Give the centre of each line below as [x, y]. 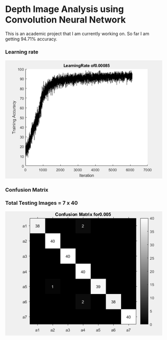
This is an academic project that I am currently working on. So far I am [77, 33]
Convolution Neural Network [66, 20]
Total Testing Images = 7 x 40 [42, 203]
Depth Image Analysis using [65, 9]
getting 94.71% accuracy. [31, 39]
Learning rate [22, 52]
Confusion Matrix [27, 190]
